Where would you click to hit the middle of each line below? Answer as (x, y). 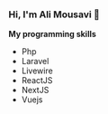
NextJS (35, 90)
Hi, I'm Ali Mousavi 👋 (54, 14)
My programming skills (52, 34)
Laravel (35, 62)
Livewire (37, 71)
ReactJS (37, 81)
